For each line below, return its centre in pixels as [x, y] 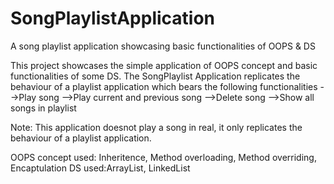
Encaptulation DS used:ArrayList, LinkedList [100, 168]
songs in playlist [43, 108]
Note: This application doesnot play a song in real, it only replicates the [156, 127]
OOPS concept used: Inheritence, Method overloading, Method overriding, [163, 157]
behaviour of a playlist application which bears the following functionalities [164, 86]
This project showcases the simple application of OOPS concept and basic [164, 65]
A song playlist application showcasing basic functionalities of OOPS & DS [163, 46]
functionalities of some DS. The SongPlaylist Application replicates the [155, 76]
